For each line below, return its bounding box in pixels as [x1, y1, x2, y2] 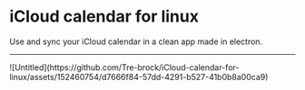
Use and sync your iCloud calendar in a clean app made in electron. [9, 36, 263, 47]
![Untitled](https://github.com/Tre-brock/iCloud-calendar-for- [9, 61, 240, 73]
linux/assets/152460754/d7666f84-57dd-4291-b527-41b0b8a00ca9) [9, 71, 269, 82]
